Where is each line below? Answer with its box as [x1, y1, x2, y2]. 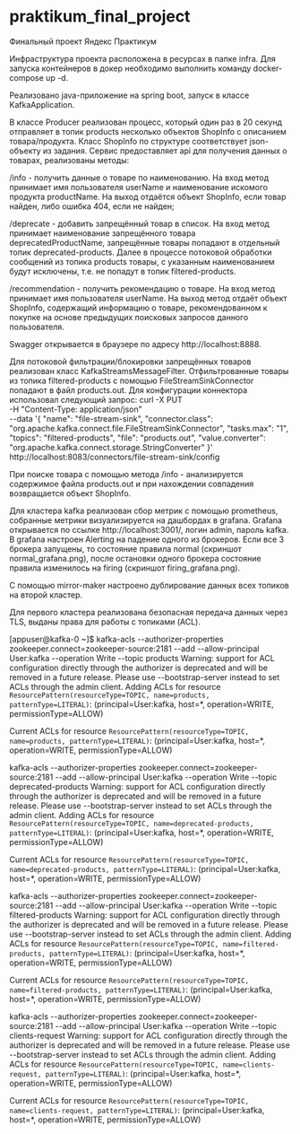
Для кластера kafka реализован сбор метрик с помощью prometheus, [9, 505, 279, 516]
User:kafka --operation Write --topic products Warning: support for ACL [9, 652, 275, 663]
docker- [253, 63, 283, 74]
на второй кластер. [9, 589, 83, 600]
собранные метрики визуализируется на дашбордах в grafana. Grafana [9, 514, 282, 526]
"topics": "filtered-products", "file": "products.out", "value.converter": [9, 432, 266, 443]
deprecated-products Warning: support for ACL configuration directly [9, 781, 266, 791]
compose [9, 72, 45, 83]
